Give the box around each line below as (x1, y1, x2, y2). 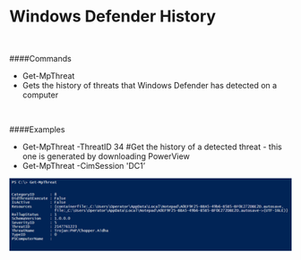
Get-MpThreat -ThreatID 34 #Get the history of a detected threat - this (21, 141, 282, 152)
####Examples (9, 123, 65, 135)
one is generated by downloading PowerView (21, 150, 190, 162)
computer (21, 89, 59, 100)
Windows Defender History (9, 6, 217, 27)
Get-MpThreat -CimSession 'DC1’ (21, 160, 146, 171)
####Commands (9, 53, 72, 63)
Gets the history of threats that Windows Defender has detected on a (21, 80, 278, 90)
